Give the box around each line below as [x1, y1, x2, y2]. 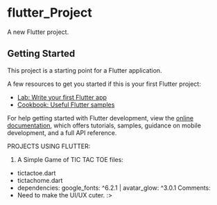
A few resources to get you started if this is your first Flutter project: [7, 80, 201, 88]
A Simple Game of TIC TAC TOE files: [17, 155, 123, 163]
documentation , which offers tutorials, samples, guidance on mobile [7, 121, 201, 130]
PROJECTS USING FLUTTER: [7, 142, 91, 150]
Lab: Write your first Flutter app [17, 93, 107, 101]
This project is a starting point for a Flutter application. [7, 66, 162, 74]
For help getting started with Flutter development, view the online [7, 114, 194, 122]
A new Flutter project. [7, 28, 69, 36]
